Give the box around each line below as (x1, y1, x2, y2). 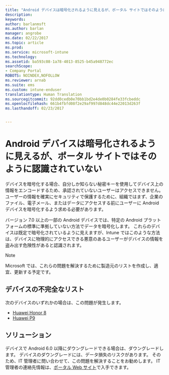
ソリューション (5, 331, 52, 340)
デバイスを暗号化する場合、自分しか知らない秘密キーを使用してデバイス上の (5, 181, 163, 187)
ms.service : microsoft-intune (5, 49, 69, 55)
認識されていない (32, 164, 102, 175)
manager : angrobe (5, 31, 42, 36)
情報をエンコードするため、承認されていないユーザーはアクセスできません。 (5, 187, 163, 193)
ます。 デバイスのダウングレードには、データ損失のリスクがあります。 (5, 351, 151, 357)
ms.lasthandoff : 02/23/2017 (5, 106, 64, 111)
